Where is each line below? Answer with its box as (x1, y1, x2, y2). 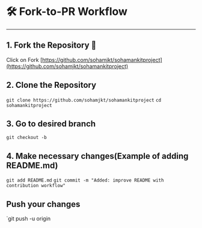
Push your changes (6, 199, 81, 209)
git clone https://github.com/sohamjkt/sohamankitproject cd (6, 97, 161, 103)
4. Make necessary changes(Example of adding (6, 151, 189, 161)
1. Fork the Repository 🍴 (6, 40, 97, 51)
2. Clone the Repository (6, 80, 97, 90)
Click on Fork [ (6, 56, 43, 63)
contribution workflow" (6, 183, 66, 189)
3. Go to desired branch (6, 119, 96, 129)
